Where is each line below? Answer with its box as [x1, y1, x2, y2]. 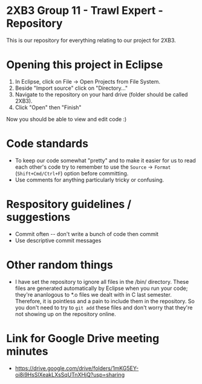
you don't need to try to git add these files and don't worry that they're [15, 304, 193, 311]
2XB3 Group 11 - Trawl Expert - [6, 4, 163, 18]
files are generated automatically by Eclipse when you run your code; [15, 285, 188, 292]
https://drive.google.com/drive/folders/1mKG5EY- [15, 365, 139, 372]
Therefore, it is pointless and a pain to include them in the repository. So [15, 297, 195, 305]
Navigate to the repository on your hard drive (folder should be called [15, 90, 188, 98]
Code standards [6, 137, 89, 150]
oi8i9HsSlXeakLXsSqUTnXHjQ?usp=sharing [15, 371, 125, 378]
